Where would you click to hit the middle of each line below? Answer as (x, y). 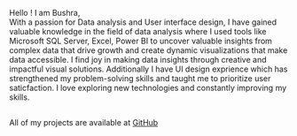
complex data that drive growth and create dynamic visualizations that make (148, 50)
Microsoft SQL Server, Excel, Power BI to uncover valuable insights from (141, 41)
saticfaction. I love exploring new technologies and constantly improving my (148, 88)
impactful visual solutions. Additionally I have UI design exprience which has (148, 69)
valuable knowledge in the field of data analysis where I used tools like (138, 31)
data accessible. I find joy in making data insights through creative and (138, 60)
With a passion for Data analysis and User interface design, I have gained (143, 22)
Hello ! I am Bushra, (45, 13)
